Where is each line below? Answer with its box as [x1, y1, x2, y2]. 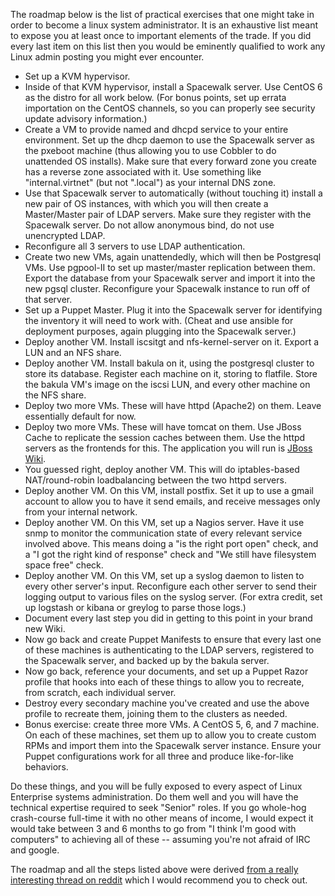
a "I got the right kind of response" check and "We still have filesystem [24, 549, 317, 560]
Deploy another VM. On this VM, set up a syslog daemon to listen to [24, 570, 305, 581]
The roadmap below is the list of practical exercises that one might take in [10, 9, 315, 20]
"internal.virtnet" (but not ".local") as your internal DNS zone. [24, 177, 277, 188]
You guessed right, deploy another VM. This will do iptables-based [24, 464, 300, 475]
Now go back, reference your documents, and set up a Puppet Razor [24, 665, 309, 677]
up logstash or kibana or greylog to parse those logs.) [24, 602, 247, 613]
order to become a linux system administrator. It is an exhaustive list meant [10, 19, 319, 31]
